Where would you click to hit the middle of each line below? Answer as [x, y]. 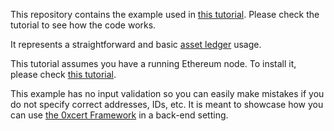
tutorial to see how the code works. [83, 25]
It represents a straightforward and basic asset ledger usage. [136, 44]
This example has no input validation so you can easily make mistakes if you [167, 93]
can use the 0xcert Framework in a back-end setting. [119, 115]
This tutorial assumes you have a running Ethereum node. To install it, [153, 63]
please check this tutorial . [63, 74]
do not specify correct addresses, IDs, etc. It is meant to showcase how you [167, 104]
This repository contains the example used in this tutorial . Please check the [165, 14]
